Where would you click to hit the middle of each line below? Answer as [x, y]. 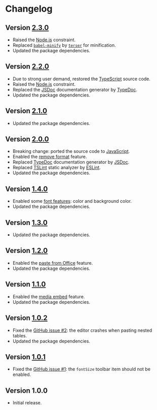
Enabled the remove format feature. [50, 157]
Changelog [29, 9]
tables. [19, 335]
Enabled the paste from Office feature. [53, 263]
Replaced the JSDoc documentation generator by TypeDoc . [75, 89]
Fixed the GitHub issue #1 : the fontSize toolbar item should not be [82, 369]
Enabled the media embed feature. [49, 296]
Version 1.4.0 [27, 189]
